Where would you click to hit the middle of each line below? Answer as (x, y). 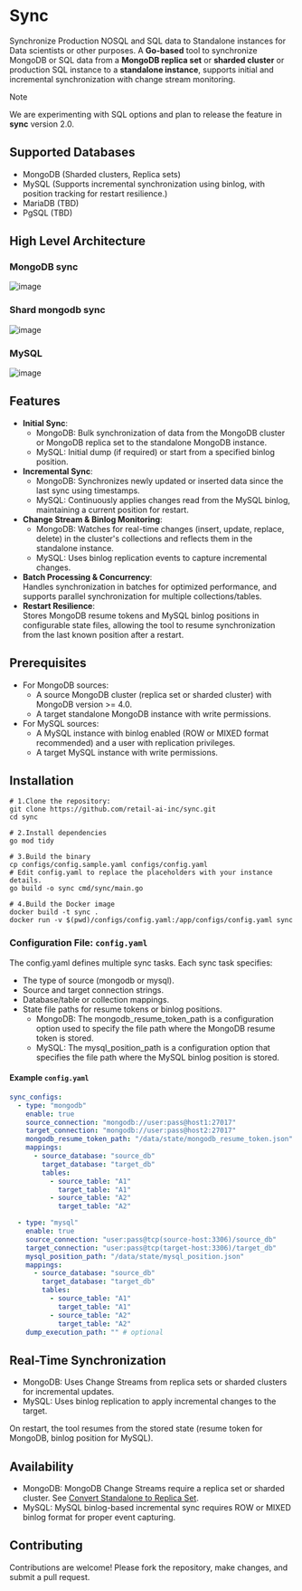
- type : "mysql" (48, 1223)
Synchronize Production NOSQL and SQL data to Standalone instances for (148, 41)
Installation (42, 781)
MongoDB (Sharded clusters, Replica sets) (101, 174)
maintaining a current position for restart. (113, 510)
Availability (42, 1467)
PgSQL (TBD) (47, 213)
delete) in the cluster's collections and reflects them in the (144, 538)
